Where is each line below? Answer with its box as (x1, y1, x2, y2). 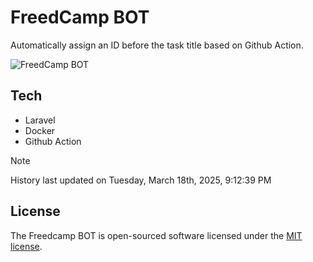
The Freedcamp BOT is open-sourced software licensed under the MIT (10, 229, 303, 241)
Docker (24, 124, 56, 136)
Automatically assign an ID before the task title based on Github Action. (10, 39, 304, 51)
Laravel (24, 114, 56, 126)
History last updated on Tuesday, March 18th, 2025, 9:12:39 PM (10, 174, 272, 186)
